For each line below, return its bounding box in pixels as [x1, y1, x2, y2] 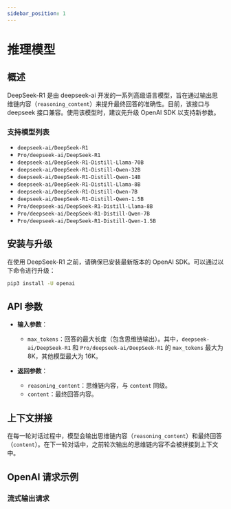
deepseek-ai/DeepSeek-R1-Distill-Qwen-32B [16, 166, 141, 173]
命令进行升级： [12, 266, 56, 274]
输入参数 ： [16, 320, 48, 329]
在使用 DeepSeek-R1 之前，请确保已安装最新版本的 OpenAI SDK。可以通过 [7, 258, 218, 266]
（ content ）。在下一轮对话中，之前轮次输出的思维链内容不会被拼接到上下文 [7, 440, 219, 448]
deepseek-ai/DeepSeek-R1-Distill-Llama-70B [16, 159, 144, 166]
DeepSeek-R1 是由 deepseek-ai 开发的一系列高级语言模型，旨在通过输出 [7, 91, 212, 99]
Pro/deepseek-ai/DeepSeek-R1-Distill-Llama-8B [16, 202, 153, 210]
